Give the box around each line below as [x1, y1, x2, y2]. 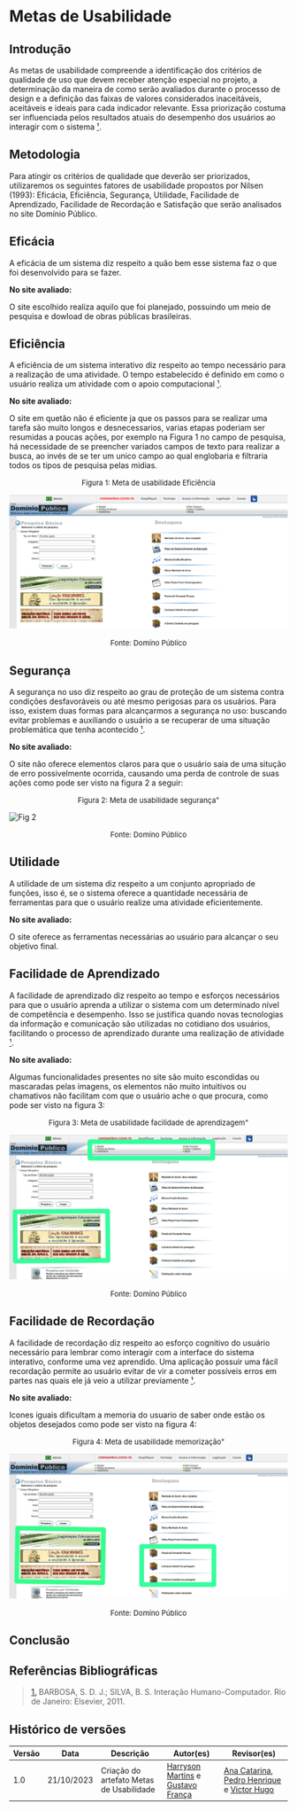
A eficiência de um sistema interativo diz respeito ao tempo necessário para [9, 360, 286, 371]
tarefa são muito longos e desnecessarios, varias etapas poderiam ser [9, 423, 265, 433]
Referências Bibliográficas [9, 1663, 158, 1678]
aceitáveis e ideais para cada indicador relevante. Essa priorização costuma [9, 103, 286, 113]
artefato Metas [100, 1775, 155, 1785]
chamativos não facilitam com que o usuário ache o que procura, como [9, 1090, 269, 1101]
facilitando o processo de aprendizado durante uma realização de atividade [9, 1027, 285, 1038]
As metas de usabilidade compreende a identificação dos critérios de [9, 65, 263, 75]
